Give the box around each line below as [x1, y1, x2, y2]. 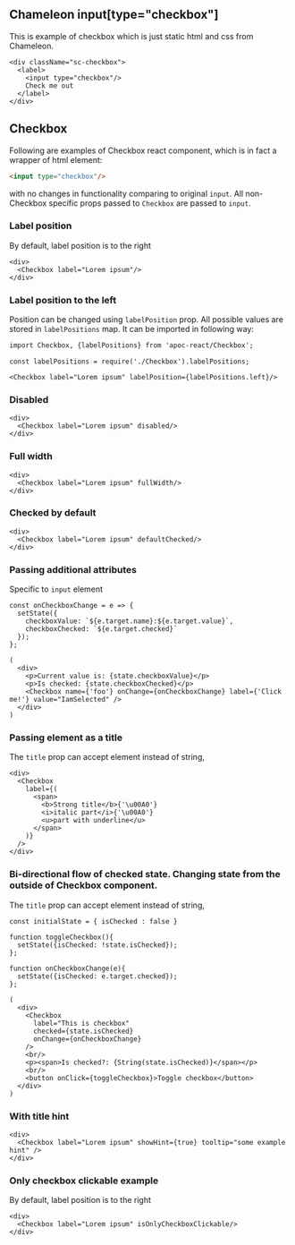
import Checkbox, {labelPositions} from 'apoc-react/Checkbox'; [9, 341, 254, 350]
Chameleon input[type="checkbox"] [9, 7, 219, 22]
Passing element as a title [9, 731, 123, 744]
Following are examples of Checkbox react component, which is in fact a [9, 145, 277, 156]
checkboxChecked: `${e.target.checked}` [25, 625, 178, 634]
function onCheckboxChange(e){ [9, 964, 126, 973]
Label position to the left [9, 294, 117, 306]
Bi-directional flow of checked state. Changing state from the [9, 868, 281, 881]
